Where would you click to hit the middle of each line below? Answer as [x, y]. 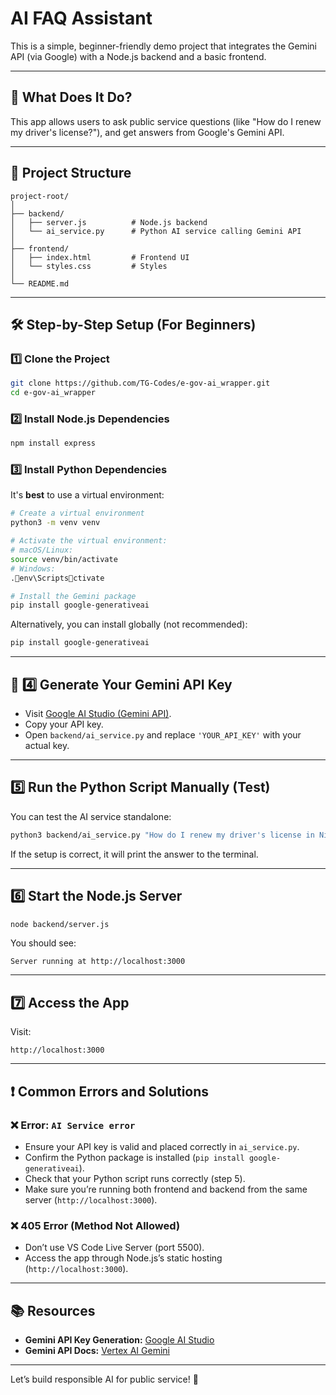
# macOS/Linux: [42, 550]
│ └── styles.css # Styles [89, 266]
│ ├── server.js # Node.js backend [109, 222]
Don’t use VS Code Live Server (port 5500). [114, 1248]
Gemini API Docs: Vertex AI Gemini [97, 1351]
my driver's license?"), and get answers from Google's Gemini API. [147, 132]
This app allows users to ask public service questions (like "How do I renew [166, 121]
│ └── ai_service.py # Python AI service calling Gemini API [156, 231]
